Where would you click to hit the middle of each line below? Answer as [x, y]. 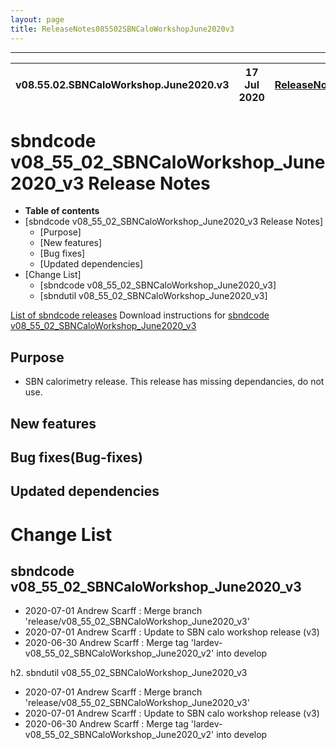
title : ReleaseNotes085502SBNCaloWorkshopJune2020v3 [122, 29]
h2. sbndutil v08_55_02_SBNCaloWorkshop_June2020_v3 [129, 673]
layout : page [37, 19]
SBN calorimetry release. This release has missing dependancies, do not [174, 382]
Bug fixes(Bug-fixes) [76, 457]
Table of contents [62, 211]
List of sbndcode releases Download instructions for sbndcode [140, 315]
